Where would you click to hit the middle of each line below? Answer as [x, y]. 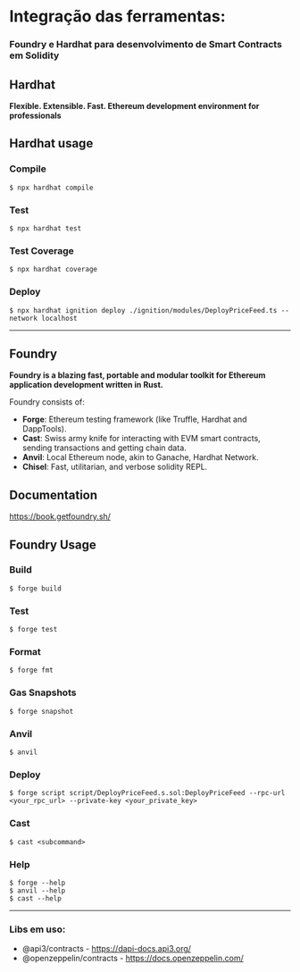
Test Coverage [42, 250]
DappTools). [44, 429]
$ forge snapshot [42, 711]
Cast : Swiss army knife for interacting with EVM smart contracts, [141, 439]
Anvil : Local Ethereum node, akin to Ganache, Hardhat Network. [140, 457]
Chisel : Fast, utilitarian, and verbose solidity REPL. [115, 467]
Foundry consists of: [47, 402]
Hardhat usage [51, 143]
